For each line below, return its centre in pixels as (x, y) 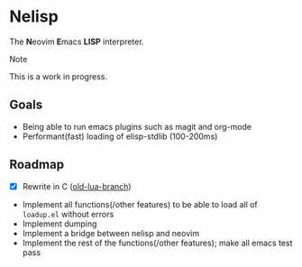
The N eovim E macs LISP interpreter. (77, 41)
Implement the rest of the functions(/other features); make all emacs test (157, 243)
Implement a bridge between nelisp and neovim (111, 233)
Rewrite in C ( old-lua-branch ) (77, 186)
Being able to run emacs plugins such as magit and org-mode (137, 126)
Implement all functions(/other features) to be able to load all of (140, 204)
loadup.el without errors (68, 214)
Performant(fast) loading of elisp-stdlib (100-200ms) (120, 136)
